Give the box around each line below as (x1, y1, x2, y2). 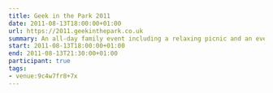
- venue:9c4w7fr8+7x (8, 72, 79, 80)
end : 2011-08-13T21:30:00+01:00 (8, 49, 118, 57)
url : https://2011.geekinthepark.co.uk (8, 27, 144, 35)
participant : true (8, 57, 71, 66)
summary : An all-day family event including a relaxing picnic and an (8, 34, 253, 43)
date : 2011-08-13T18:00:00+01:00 (8, 19, 122, 27)
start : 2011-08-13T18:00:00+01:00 (8, 42, 126, 50)
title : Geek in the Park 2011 (8, 11, 111, 20)
